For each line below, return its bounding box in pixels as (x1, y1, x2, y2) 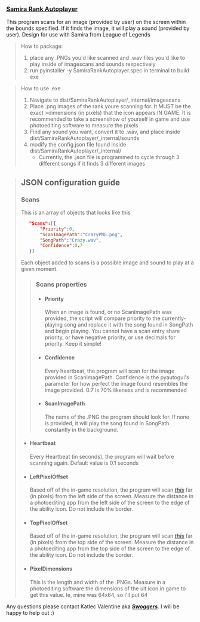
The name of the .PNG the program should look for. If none (44, 413, 190, 420)
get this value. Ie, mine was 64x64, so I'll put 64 (29, 591, 148, 598)
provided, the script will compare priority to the (44, 315, 161, 322)
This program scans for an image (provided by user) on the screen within (6, 19, 186, 26)
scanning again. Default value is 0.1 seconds (29, 459, 139, 466)
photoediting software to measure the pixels (29, 122, 139, 129)
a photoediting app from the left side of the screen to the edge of (29, 499, 190, 507)
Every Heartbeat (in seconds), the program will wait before (29, 453, 174, 460)
